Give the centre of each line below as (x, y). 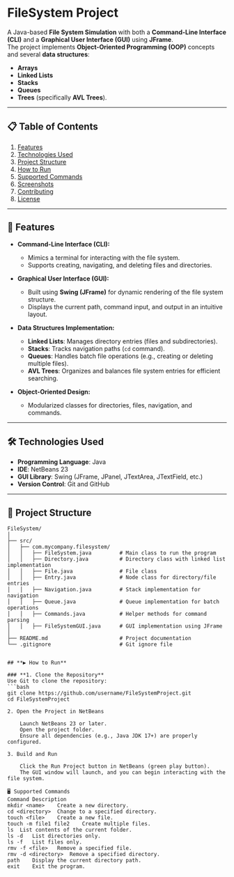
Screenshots (36, 184)
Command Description (37, 800)
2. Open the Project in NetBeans (56, 712)
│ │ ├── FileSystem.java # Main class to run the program (112, 553)
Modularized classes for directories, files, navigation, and (110, 405)
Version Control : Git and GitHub (63, 484)
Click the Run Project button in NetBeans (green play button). (115, 767)
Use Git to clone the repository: (57, 681)
